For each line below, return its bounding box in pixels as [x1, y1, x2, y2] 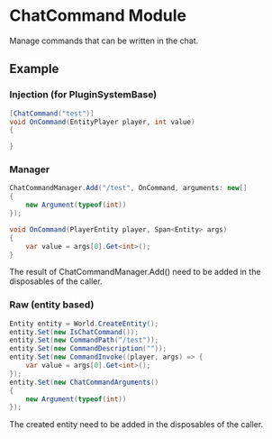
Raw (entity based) [9, 298, 95, 311]
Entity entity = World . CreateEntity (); [9, 319, 159, 328]
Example [9, 61, 59, 77]
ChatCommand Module [9, 5, 187, 26]
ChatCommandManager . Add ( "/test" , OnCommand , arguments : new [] [9, 184, 248, 193]
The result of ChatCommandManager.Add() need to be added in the [9, 267, 261, 278]
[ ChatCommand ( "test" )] [9, 109, 95, 118]
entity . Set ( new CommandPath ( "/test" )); [9, 335, 159, 345]
